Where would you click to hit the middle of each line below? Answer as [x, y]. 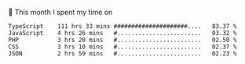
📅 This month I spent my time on [60, 12]
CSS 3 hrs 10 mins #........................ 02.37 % [122, 47]
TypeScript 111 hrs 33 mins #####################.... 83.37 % [122, 27]
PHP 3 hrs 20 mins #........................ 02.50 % [122, 40]
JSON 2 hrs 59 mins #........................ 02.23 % [122, 54]
